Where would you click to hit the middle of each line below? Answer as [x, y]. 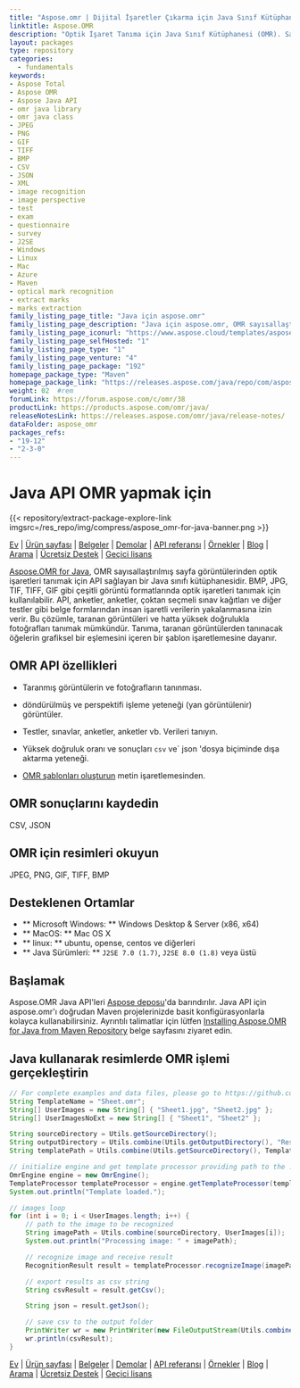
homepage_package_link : [54, 383]
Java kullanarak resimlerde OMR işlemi [120, 1059]
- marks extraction [46, 308]
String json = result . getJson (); [87, 1306]
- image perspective [48, 200]
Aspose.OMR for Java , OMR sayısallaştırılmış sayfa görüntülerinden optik [143, 571]
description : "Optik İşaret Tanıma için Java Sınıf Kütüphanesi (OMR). [145, 34]
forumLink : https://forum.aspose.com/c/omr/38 [97, 399]
